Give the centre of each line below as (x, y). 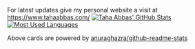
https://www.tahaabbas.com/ (49, 17)
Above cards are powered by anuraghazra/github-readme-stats (97, 38)
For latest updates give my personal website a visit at (83, 10)
